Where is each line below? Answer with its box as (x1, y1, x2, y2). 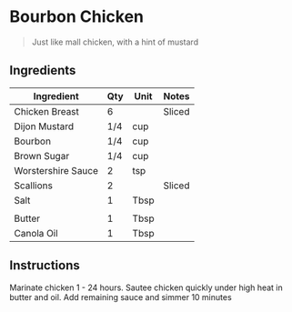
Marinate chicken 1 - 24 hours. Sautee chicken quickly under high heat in (9, 282, 284, 293)
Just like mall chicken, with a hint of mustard (31, 36, 198, 47)
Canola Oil (14, 226, 58, 239)
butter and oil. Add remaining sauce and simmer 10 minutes (9, 291, 232, 302)
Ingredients (9, 63, 76, 78)
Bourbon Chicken (9, 6, 144, 27)
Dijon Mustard (14, 120, 75, 133)
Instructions (9, 257, 80, 274)
